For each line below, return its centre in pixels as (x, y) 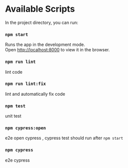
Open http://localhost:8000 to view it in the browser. (57, 50)
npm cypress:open (26, 128)
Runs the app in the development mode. (45, 44)
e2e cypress (18, 160)
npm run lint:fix (26, 84)
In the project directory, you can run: (42, 22)
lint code (14, 72)
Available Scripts (40, 9)
